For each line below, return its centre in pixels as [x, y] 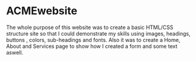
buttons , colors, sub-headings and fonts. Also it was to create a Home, [93, 40]
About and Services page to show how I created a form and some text [92, 46]
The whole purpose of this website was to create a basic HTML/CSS [90, 27]
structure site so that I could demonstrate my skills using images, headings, [98, 33]
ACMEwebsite [42, 11]
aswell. [15, 52]
